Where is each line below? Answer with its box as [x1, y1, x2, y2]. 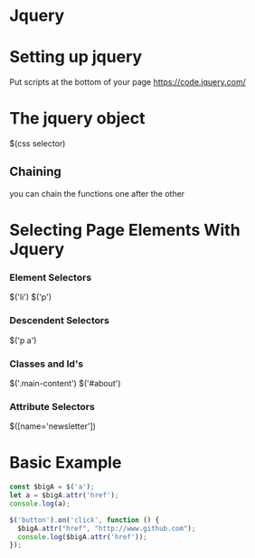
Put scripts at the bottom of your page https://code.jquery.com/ [9, 77, 247, 88]
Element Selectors [9, 271, 92, 284]
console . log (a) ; [9, 498, 71, 508]
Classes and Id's [9, 358, 84, 370]
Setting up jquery [9, 47, 143, 68]
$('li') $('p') [9, 292, 52, 302]
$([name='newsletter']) [9, 421, 97, 432]
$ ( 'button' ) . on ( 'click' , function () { [9, 516, 160, 525]
